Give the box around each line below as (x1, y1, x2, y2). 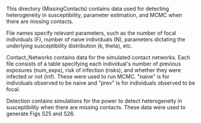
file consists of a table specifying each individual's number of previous (6, 60, 181, 67)
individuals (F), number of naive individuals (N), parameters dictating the (6, 36, 185, 43)
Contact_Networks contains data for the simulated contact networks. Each (6, 54, 191, 61)
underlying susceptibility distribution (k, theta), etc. (6, 42, 133, 49)
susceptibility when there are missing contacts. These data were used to (6, 104, 186, 110)
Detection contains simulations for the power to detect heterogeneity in (6, 97, 182, 104)
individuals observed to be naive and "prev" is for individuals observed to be (6, 79, 196, 86)
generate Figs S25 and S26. (6, 110, 75, 117)
